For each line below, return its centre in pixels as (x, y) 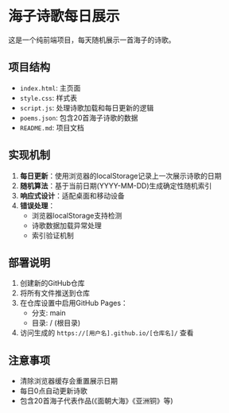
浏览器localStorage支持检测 (77, 215)
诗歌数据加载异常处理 (66, 225)
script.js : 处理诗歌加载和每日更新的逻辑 (87, 107)
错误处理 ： (37, 205)
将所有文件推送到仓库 (54, 293)
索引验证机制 (52, 235)
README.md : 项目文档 (52, 127)
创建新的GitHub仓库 (52, 284)
